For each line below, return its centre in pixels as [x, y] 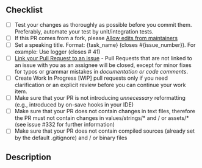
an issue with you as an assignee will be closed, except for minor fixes [103, 65]
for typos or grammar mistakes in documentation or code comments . [101, 72]
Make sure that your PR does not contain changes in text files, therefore [105, 111]
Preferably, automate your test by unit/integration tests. [84, 31]
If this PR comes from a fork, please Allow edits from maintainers [96, 38]
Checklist [24, 10]
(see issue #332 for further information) [65, 125]
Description [28, 157]
